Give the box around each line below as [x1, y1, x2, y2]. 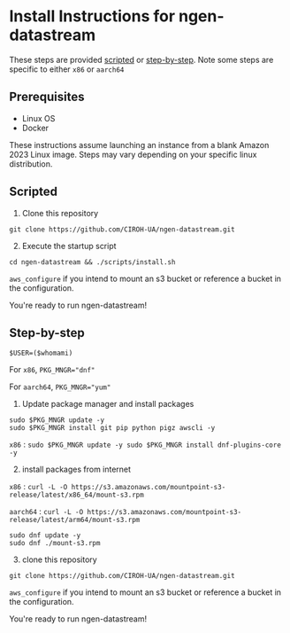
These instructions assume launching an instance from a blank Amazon [9, 139, 270, 150]
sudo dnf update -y [9, 531, 81, 540]
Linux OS [21, 113, 56, 123]
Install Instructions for [9, 6, 175, 27]
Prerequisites [9, 90, 85, 105]
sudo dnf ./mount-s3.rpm [9, 539, 101, 548]
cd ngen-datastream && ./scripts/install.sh [9, 257, 176, 267]
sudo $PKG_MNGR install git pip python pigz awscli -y [9, 424, 216, 433]
